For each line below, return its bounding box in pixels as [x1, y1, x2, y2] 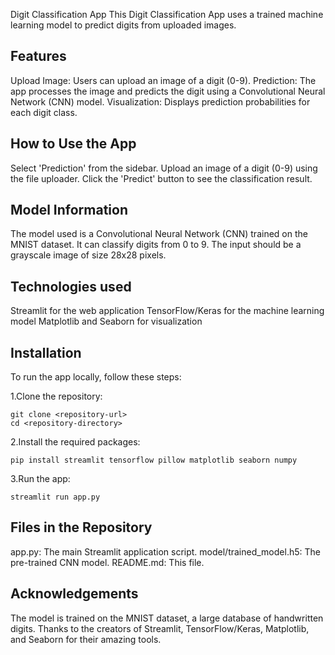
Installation [10, 344, 82, 361]
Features [10, 48, 67, 65]
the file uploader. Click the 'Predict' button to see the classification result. [10, 172, 313, 184]
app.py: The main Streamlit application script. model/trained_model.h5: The [10, 545, 321, 558]
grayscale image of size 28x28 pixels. [10, 249, 167, 261]
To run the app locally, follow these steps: [10, 371, 182, 383]
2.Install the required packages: [10, 436, 141, 448]
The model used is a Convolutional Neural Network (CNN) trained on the [10, 228, 308, 240]
